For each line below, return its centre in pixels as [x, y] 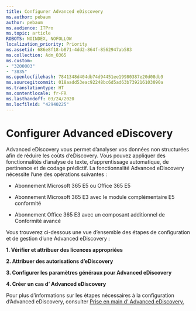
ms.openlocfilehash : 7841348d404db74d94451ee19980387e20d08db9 [85, 77]
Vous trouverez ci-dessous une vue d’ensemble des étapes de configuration [98, 232]
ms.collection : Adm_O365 [36, 55]
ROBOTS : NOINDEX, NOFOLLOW [39, 39]
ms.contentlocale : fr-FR [36, 93]
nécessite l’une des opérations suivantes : [56, 174]
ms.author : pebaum [28, 17]
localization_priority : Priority [47, 45]
